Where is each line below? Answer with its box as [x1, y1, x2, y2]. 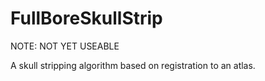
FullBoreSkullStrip [10, 7, 163, 30]
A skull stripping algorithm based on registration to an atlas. [10, 59, 256, 71]
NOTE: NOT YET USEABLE [10, 40, 120, 52]
